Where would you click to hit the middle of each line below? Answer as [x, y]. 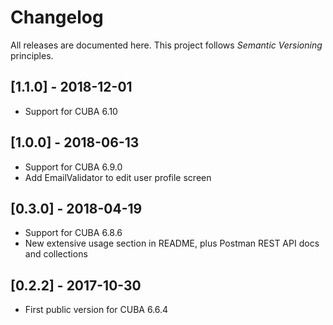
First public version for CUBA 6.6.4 [96, 310]
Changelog [57, 17]
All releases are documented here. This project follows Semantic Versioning [166, 45]
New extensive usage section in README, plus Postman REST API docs [172, 243]
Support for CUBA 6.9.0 [73, 167]
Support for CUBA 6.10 [71, 111]
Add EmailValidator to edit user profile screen [118, 177]
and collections [56, 254]
